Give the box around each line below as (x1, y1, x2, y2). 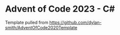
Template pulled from (5, 19, 48, 25)
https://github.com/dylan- (49, 19, 102, 25)
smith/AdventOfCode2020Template (5, 24, 78, 30)
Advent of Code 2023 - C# (5, 3, 115, 15)
